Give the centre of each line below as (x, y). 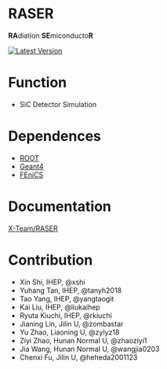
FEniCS (31, 175)
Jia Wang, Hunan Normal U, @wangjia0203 (89, 349)
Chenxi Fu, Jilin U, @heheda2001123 (78, 357)
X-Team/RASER (33, 228)
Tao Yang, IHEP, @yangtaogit (67, 298)
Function (38, 83)
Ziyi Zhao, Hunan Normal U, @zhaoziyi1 (83, 340)
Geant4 (32, 166)
